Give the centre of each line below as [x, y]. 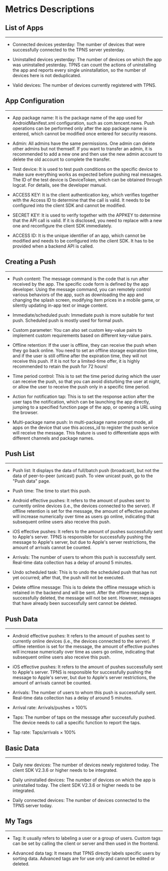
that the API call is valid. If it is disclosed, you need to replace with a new [87, 220]
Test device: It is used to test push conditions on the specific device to [85, 169]
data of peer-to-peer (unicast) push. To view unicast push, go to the [83, 476]
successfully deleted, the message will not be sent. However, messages [86, 598]
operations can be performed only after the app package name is [79, 128]
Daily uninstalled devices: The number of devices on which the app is [84, 780]
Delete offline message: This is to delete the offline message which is [84, 587]
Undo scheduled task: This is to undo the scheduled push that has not [84, 572]
